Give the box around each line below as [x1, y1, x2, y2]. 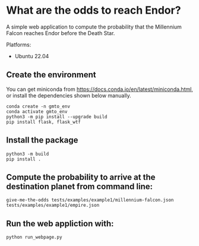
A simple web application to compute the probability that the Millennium [6, 23, 182, 30]
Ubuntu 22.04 [14, 52, 49, 59]
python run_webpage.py [6, 234, 62, 241]
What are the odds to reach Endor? [6, 4, 181, 17]
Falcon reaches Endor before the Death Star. [6, 29, 115, 36]
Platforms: [6, 41, 31, 48]
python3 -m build [6, 151, 49, 157]
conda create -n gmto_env [6, 103, 70, 109]
